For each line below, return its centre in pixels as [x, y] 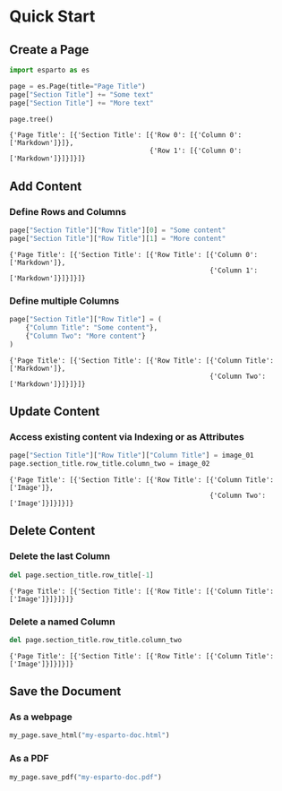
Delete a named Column [62, 622]
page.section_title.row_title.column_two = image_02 [110, 464]
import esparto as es [50, 70]
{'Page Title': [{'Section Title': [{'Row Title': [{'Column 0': [133, 254]
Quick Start [52, 17]
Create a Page [49, 50]
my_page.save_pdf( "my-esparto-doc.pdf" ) [86, 777]
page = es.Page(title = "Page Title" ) [77, 86]
